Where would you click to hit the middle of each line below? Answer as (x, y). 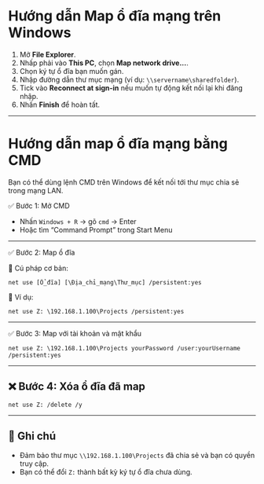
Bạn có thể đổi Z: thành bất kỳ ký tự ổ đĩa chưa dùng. (106, 471)
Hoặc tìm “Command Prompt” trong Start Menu (96, 229)
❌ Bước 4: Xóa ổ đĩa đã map (77, 387)
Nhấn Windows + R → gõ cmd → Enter (78, 221)
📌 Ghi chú (32, 436)
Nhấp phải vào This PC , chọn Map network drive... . (104, 63)
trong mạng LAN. (36, 190)
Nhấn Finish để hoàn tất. (60, 104)
